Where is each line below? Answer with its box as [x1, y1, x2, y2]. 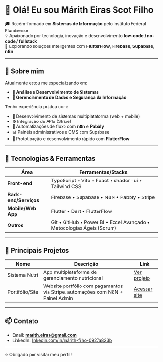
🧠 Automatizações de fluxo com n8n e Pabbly [12, 123, 104, 129]
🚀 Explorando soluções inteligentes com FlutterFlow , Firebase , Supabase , [5, 43, 155, 49]
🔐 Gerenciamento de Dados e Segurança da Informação [12, 94, 127, 100]
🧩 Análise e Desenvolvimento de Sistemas [12, 89, 99, 95]
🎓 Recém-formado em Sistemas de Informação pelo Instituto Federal [5, 20, 147, 26]
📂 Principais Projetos [5, 246, 69, 255]
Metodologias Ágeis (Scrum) [51, 225, 117, 231]
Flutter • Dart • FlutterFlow [51, 208, 113, 214]
